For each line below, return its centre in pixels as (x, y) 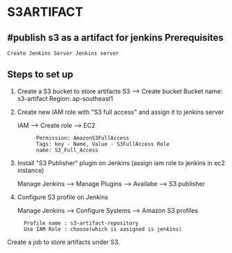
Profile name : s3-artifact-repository (81, 223)
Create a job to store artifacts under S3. (63, 242)
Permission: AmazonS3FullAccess (82, 138)
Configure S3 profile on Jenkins (63, 197)
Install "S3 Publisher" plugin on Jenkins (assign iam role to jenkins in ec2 (121, 162)
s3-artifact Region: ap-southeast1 (65, 98)
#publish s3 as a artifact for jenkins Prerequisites (115, 38)
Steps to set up (41, 74)
